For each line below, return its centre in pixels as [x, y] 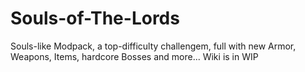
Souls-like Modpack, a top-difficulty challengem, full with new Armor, [153, 46]
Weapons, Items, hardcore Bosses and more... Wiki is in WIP [134, 56]
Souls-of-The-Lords [95, 18]
